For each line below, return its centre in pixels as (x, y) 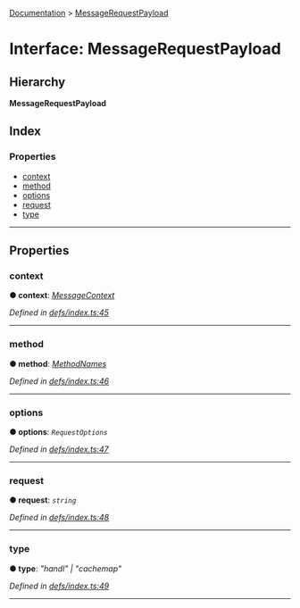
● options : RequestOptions (58, 431)
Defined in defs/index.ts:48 (59, 518)
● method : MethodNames (58, 363)
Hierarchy (37, 82)
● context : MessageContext (62, 296)
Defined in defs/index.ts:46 (59, 381)
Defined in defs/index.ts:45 (59, 312)
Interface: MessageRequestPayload (145, 49)
